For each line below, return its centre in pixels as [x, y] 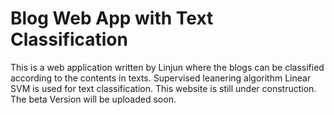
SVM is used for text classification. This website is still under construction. [163, 88]
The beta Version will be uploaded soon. [93, 99]
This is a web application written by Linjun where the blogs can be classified [167, 67]
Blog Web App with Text [112, 18]
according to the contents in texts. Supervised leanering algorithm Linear [161, 78]
